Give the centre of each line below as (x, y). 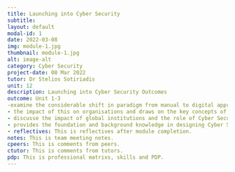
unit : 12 (20, 86)
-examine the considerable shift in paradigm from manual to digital (111, 105)
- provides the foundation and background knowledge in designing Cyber (115, 125)
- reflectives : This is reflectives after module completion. (100, 131)
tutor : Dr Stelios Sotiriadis (51, 79)
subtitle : (22, 20)
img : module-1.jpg (34, 46)
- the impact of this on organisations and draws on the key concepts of (117, 112)
